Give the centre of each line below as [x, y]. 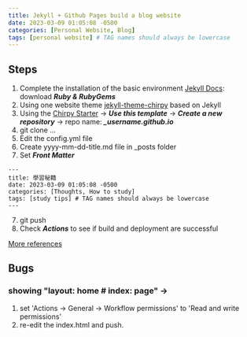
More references [35, 244]
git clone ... [38, 130]
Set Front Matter [47, 155]
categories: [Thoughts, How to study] [72, 192]
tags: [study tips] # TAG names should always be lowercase [109, 199]
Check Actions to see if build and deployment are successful [119, 228]
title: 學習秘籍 [32, 178]
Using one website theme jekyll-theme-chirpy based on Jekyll [120, 105]
